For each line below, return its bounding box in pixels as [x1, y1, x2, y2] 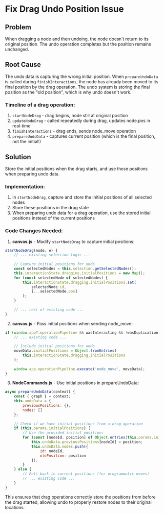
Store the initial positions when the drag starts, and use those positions [5, 166, 148, 171]
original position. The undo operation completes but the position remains [5, 41, 151, 47]
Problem [5, 23, 32, 31]
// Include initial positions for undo [14, 344, 95, 349]
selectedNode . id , [31, 284, 67, 290]
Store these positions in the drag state [12, 205, 89, 211]
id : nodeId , [40, 448, 64, 454]
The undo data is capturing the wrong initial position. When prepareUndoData [5, 73, 158, 79]
